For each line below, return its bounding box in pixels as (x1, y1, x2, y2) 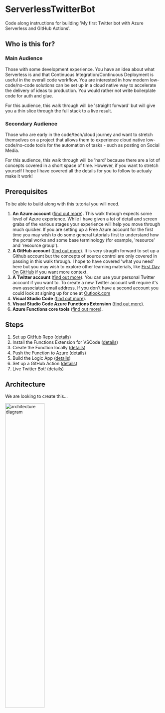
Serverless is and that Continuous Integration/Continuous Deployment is (5, 71, 154, 77)
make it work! (5, 173, 33, 179)
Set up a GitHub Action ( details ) (12, 360, 78, 366)
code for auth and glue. (5, 92, 53, 98)
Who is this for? (5, 40, 55, 48)
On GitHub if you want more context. (12, 269, 88, 275)
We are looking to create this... (5, 393, 68, 399)
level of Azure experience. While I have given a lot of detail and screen (12, 216, 158, 222)
